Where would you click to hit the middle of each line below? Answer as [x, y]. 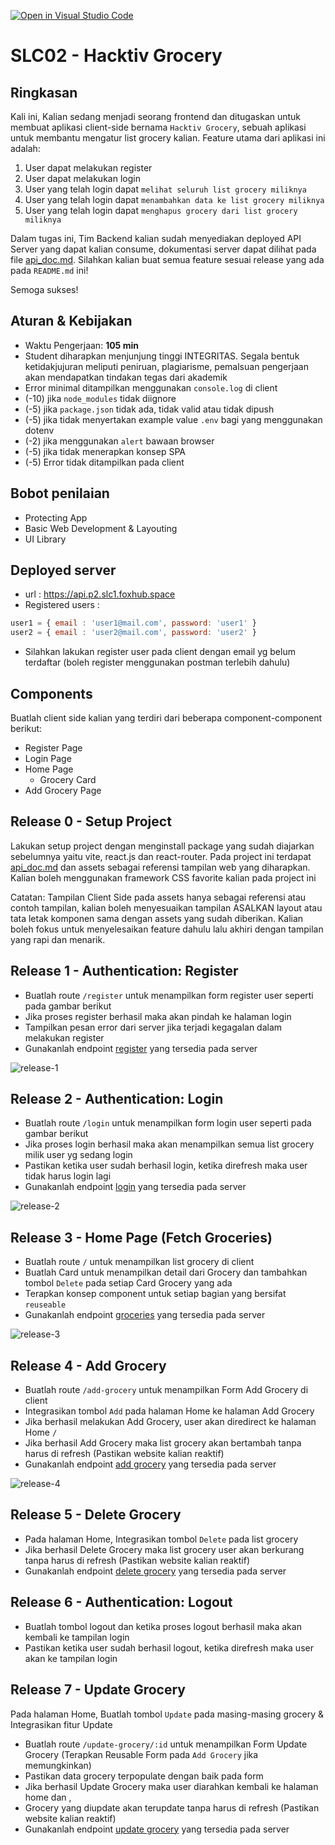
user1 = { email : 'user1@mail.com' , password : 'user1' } [133, 623]
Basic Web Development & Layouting [101, 528]
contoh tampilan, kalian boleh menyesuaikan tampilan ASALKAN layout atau [166, 907]
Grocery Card [68, 779]
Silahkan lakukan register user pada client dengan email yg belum [160, 652]
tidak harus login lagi [68, 1176]
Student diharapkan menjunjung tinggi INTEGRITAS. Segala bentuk [162, 356]
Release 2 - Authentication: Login [117, 1099]
